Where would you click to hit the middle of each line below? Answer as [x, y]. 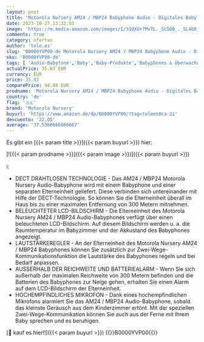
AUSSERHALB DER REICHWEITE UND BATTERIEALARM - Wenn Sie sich [105, 269]
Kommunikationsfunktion [46, 256]
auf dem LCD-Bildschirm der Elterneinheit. [68, 288]
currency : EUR [24, 74]
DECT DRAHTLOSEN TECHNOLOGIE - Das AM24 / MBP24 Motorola [100, 179]
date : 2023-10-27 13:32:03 [40, 23]
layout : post [23, 12]
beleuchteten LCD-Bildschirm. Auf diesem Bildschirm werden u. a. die [102, 224]
